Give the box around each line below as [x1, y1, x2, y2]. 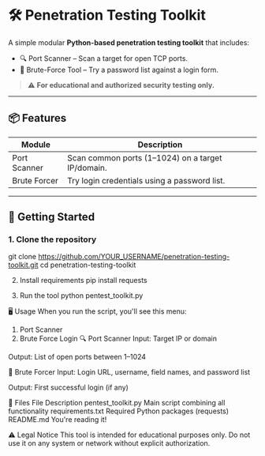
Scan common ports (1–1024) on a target [66, 152, 222, 163]
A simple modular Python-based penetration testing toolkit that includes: [8, 37, 250, 47]
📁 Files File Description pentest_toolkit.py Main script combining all [8, 398, 226, 408]
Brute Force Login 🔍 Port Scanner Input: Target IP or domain [19, 334, 217, 344]
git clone [8, 252, 37, 262]
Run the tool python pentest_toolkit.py [19, 291, 144, 300]
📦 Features [8, 111, 67, 125]
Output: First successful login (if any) [8, 383, 129, 392]
